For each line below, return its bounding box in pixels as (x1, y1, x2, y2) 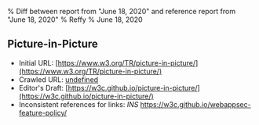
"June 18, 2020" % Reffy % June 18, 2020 (7, 15, 143, 24)
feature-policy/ (18, 108, 67, 117)
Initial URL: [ (18, 58, 58, 67)
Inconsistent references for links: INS (18, 99, 139, 109)
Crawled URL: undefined (18, 74, 99, 84)
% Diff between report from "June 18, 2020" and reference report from (7, 7, 236, 16)
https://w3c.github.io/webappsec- (140, 99, 252, 109)
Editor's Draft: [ (18, 83, 68, 92)
